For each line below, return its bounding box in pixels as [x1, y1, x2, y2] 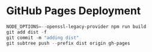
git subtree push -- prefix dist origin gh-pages [6, 40, 130, 46]
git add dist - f [6, 29, 47, 35]
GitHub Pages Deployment [6, 4, 141, 18]
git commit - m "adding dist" [6, 34, 79, 41]
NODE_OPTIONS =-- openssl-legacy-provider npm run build [6, 24, 147, 30]
